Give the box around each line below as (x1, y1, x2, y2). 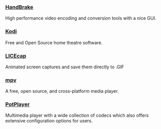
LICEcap (5, 52, 26, 59)
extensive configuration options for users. (5, 118, 93, 124)
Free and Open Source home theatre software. (5, 39, 103, 45)
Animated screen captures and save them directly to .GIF (5, 64, 124, 70)
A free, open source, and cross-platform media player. (5, 88, 119, 94)
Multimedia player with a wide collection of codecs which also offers (5, 112, 149, 118)
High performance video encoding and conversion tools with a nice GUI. (5, 15, 156, 21)
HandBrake (5, 4, 34, 11)
